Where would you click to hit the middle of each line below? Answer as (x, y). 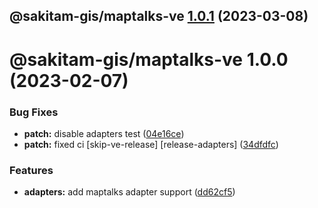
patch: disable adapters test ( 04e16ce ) (104, 133)
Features (31, 170)
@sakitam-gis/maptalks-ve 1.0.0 (149, 59)
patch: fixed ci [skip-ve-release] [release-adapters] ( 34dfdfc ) (151, 144)
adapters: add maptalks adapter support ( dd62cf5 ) (129, 192)
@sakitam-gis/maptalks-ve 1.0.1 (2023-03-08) (159, 16)
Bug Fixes (34, 112)
